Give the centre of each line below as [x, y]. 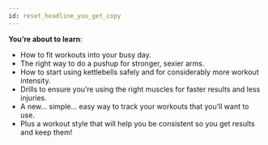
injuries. [33, 97]
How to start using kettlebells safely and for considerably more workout [139, 72]
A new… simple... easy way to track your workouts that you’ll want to [134, 106]
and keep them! [46, 132]
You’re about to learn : [45, 39]
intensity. [35, 80]
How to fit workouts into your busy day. [85, 54]
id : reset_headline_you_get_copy [65, 16]
